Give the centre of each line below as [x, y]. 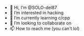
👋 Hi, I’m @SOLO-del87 [33, 8]
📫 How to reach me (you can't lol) [44, 28]
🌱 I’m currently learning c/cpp [40, 18]
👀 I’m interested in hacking [37, 13]
